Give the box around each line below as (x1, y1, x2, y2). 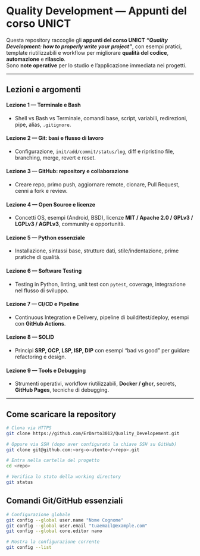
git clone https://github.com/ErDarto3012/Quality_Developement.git (6, 430, 180, 436)
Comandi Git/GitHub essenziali (6, 496, 123, 506)
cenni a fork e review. (14, 187, 68, 194)
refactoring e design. (14, 353, 67, 360)
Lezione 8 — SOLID (6, 333, 55, 341)
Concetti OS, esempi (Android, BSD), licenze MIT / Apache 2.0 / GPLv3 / (14, 214, 193, 221)
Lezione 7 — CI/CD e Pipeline (6, 301, 79, 308)
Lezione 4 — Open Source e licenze (6, 201, 96, 208)
